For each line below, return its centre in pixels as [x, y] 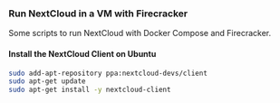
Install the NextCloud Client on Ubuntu [82, 53]
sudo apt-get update [48, 81]
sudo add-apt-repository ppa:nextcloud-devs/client [108, 73]
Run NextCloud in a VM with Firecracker [98, 14]
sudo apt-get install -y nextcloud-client [90, 90]
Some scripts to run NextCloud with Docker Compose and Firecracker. [140, 33]
